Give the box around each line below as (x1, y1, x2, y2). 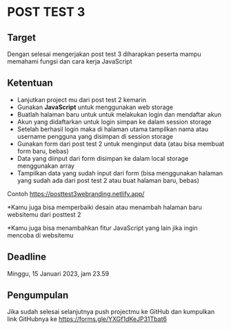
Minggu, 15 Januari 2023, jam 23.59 (7, 269, 110, 278)
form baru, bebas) (17, 146, 69, 155)
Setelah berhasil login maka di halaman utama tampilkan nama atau (17, 125, 209, 133)
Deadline (7, 251, 47, 263)
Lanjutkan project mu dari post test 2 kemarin (17, 95, 147, 104)
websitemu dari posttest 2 (7, 210, 81, 218)
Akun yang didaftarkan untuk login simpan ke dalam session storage (17, 117, 212, 126)
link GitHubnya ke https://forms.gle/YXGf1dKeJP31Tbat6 (7, 315, 168, 323)
